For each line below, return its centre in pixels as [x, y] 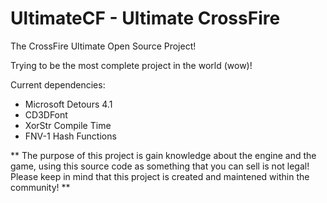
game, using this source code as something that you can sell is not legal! [160, 166]
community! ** [40, 187]
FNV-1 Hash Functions [70, 136]
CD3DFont [46, 114]
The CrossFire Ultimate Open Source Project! [103, 46]
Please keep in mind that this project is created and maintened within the [160, 176]
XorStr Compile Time [68, 125]
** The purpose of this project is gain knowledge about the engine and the [163, 155]
